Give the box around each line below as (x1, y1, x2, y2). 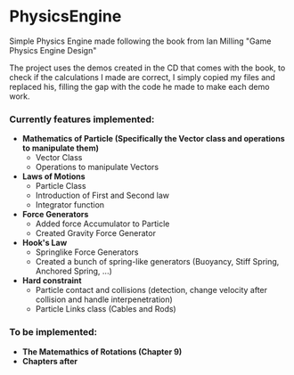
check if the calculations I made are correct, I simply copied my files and (9, 71, 276, 82)
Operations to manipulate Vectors (35, 162, 159, 173)
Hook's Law (21, 238, 68, 249)
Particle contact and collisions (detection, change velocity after (35, 285, 268, 296)
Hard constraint (21, 275, 82, 286)
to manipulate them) (21, 143, 100, 153)
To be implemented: (9, 326, 98, 338)
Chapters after (21, 355, 78, 366)
